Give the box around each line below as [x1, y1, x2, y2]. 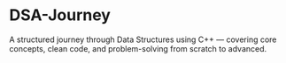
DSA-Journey [9, 5, 111, 25]
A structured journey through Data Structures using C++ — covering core [9, 34, 277, 45]
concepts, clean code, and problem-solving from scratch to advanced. [9, 43, 267, 53]
